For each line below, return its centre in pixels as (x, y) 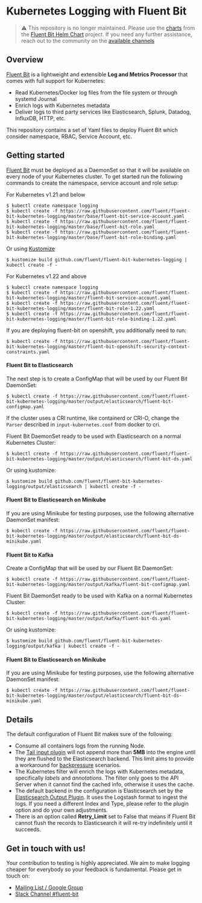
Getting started (36, 155)
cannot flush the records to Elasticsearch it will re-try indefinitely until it (104, 823)
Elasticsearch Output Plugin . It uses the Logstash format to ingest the (101, 797)
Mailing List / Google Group (49, 888)
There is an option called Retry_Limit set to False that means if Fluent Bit (105, 817)
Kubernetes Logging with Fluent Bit (96, 11)
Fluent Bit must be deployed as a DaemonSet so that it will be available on (98, 170)
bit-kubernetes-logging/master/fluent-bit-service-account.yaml (89, 298)
